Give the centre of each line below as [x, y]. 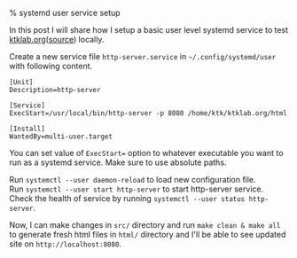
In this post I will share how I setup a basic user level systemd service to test [149, 30]
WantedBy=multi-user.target [61, 137]
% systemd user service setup [65, 13]
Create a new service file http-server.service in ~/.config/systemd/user [143, 56]
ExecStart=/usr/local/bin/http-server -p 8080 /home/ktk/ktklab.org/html [148, 113]
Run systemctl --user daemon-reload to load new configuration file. [133, 180]
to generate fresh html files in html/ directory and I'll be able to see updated [148, 235]
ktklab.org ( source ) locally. [57, 39]
